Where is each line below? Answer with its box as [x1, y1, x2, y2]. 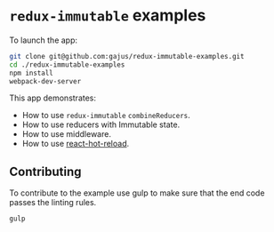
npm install [9, 68, 53, 77]
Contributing [9, 164, 82, 179]
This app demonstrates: [9, 92, 96, 103]
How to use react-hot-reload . [21, 139, 130, 149]
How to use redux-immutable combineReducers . [21, 110, 191, 121]
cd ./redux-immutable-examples [9, 60, 125, 69]
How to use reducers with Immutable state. [21, 119, 181, 130]
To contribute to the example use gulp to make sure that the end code [9, 188, 265, 198]
